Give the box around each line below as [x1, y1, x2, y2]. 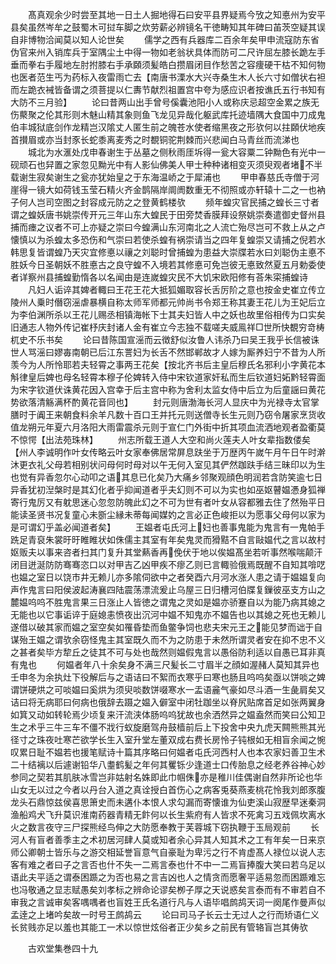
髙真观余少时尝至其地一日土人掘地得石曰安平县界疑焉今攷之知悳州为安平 [27, 9, 326, 20]
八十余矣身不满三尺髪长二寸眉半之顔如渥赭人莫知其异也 [91, 659, 320, 670]
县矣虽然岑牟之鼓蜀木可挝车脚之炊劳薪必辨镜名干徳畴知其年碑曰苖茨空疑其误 [10, 21, 326, 33]
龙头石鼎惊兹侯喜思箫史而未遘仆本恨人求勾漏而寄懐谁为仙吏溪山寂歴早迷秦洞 [10, 796, 326, 808]
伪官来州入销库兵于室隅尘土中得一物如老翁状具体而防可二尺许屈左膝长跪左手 [10, 46, 326, 58]
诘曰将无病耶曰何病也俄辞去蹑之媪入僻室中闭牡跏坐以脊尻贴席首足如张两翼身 [10, 696, 326, 708]
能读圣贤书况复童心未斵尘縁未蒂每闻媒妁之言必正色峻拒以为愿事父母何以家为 [10, 509, 326, 520]
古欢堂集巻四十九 [27, 943, 98, 954]
